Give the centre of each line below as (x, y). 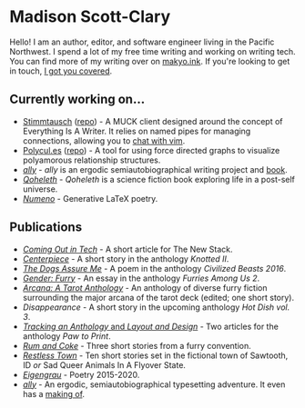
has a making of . (53, 393)
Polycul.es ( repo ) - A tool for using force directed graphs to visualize (151, 150)
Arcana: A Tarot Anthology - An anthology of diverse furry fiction (145, 287)
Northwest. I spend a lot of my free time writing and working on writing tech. (152, 51)
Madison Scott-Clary (90, 17)
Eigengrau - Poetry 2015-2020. (81, 374)
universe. (40, 189)
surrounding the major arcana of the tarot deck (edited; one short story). (158, 297)
